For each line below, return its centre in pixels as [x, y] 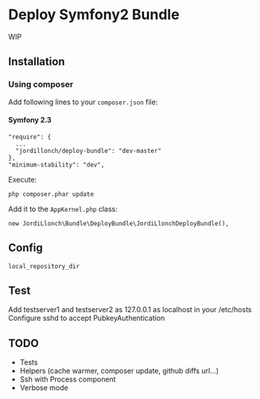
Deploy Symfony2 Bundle [94, 15]
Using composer [41, 84]
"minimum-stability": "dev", [56, 165]
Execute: [23, 179]
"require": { [30, 137]
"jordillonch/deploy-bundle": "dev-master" [88, 151]
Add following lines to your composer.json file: [83, 102]
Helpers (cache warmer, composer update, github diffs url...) [119, 371]
